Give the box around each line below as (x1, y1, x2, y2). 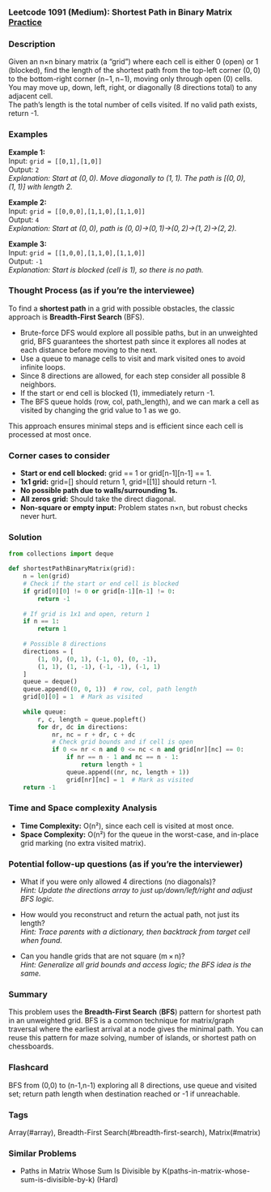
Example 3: (8, 238, 47, 249)
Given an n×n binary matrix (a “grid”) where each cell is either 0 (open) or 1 (8, 57, 259, 66)
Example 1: (8, 147, 46, 157)
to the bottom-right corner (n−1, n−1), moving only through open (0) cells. (8, 74, 253, 84)
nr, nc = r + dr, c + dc (51, 731, 136, 739)
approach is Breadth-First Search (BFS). (8, 311, 145, 322)
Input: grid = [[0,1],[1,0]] (8, 156, 103, 165)
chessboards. (8, 1041, 54, 1052)
